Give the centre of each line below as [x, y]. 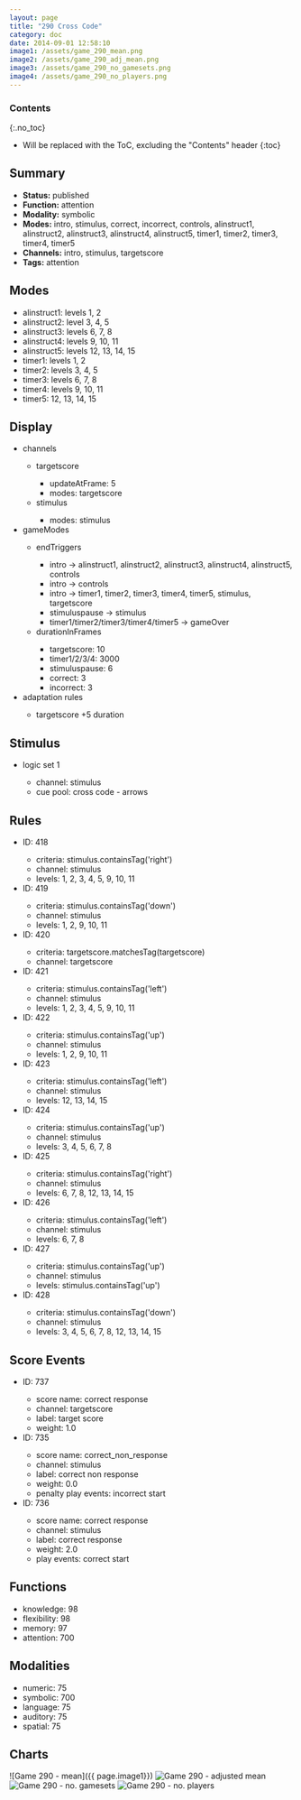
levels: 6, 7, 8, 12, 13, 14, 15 [85, 1193]
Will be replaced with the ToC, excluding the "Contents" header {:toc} [151, 145]
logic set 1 [41, 765]
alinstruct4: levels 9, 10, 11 [70, 341]
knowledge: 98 [50, 1609]
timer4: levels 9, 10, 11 [63, 389]
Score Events [47, 1360]
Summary [37, 174]
